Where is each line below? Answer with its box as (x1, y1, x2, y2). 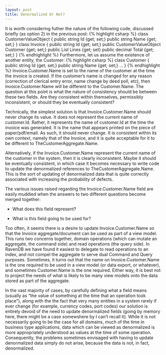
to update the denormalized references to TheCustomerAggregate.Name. (5, 165, 155, 171)
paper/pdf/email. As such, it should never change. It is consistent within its (5, 130, 157, 136)
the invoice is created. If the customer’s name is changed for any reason (5, 73, 152, 79)
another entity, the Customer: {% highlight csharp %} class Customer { (5, 57, 150, 63)
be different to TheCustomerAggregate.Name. (5, 140, 99, 146)
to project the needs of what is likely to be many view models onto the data (5, 272, 158, 278)
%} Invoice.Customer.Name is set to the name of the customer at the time (5, 67, 155, 73)
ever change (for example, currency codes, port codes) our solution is (5, 303, 148, 309)
